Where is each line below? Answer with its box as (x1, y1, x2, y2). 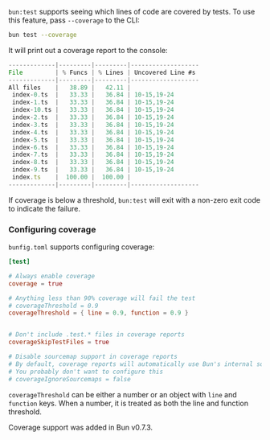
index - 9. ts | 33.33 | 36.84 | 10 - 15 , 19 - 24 (11, 166, 174, 174)
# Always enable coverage (8, 272, 95, 280)
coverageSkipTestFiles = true (8, 338, 110, 347)
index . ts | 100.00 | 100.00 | (11, 173, 131, 181)
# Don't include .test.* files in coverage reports (8, 331, 185, 339)
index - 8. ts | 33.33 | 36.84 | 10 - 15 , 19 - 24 (11, 158, 174, 167)
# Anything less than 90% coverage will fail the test (8, 294, 196, 302)
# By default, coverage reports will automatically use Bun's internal (8, 360, 253, 368)
